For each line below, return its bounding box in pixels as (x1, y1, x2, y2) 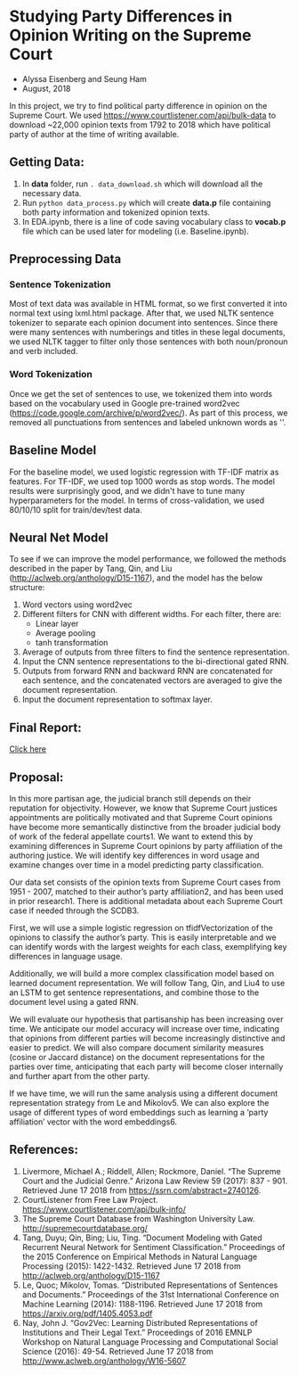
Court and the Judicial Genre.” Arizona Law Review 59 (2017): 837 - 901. (21, 1175, 288, 1186)
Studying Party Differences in (9, 6, 233, 27)
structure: (9, 582, 45, 593)
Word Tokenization (9, 368, 93, 381)
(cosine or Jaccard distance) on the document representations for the (9, 1051, 265, 1062)
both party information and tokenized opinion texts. (21, 207, 211, 218)
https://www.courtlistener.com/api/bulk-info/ (21, 1204, 187, 1214)
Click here (9, 744, 47, 754)
